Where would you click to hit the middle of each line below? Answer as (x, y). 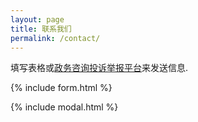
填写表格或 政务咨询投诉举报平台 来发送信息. (99, 68)
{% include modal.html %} (64, 107)
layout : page (37, 19)
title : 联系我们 (41, 29)
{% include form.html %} (61, 88)
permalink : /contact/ (55, 38)
